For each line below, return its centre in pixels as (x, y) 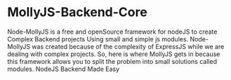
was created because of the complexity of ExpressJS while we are (128, 46)
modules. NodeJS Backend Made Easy (64, 69)
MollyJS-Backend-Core (77, 12)
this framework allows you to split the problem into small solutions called (112, 61)
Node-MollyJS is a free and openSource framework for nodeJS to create (112, 32)
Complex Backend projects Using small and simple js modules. (98, 39)
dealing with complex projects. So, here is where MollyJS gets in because (114, 54)
